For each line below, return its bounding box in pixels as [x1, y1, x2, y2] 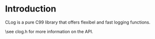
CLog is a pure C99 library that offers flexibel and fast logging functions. [5, 19, 151, 25]
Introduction [5, 3, 57, 14]
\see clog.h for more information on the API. [5, 28, 94, 34]
